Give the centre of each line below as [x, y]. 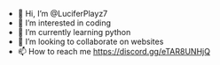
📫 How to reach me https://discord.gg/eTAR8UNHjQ [114, 51]
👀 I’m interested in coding [64, 23]
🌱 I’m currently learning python [74, 32]
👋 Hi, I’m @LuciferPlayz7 [63, 14]
